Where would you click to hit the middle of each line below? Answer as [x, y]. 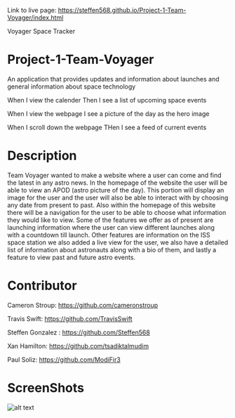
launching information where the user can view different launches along [111, 227]
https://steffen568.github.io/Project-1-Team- [122, 10]
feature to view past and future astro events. [71, 257]
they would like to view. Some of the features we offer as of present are [110, 220]
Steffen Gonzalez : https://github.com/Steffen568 [79, 332]
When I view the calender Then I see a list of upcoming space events [107, 100]
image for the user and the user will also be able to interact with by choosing [118, 197]
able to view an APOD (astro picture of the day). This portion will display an [116, 190]
